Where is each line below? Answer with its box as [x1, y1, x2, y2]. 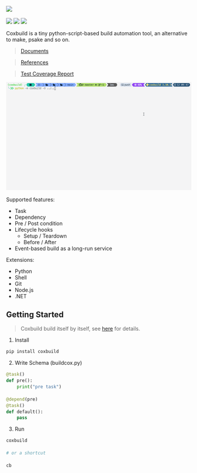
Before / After [23, 238, 57, 245]
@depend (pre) [6, 396, 38, 402]
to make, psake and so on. [6, 36, 70, 43]
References [20, 59, 49, 66]
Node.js [14, 286, 34, 294]
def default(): [6, 409, 44, 415]
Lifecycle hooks [14, 226, 53, 233]
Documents [20, 48, 49, 54]
